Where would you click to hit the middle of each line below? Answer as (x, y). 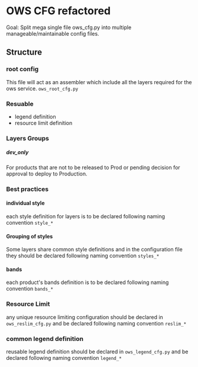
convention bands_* (30, 289)
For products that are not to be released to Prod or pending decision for (93, 167)
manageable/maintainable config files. (53, 33)
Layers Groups (27, 138)
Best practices (27, 189)
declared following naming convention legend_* (64, 358)
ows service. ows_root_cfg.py (42, 88)
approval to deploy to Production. (47, 174)
